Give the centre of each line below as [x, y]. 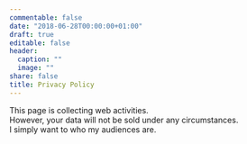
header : [24, 51]
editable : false [40, 43]
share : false [34, 76]
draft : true [32, 34]
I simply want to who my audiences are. [83, 129]
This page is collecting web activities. [79, 110]
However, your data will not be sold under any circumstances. [124, 120]
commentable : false [46, 18]
